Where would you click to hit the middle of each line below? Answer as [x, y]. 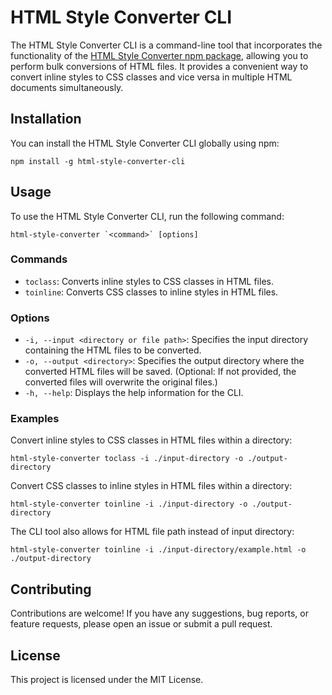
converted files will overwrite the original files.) [121, 382]
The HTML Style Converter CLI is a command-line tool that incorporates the [166, 45]
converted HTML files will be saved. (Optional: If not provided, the [160, 372]
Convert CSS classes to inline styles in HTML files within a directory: [151, 486]
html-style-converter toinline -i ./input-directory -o [129, 504]
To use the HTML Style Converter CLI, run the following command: [147, 216]
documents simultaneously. [67, 87]
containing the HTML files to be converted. [113, 350]
